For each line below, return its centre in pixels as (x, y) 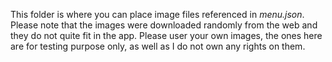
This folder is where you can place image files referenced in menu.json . (157, 14)
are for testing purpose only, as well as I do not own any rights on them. (158, 46)
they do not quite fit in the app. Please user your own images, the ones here (166, 35)
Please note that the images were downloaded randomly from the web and (164, 25)
